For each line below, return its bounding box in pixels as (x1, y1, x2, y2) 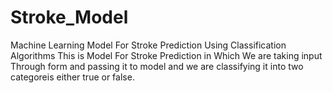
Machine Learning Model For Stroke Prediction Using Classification (10, 39, 287, 51)
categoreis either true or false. (10, 71, 135, 83)
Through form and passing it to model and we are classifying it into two (10, 60, 304, 72)
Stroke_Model (10, 6, 129, 29)
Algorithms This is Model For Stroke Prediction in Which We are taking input (10, 49, 323, 61)
